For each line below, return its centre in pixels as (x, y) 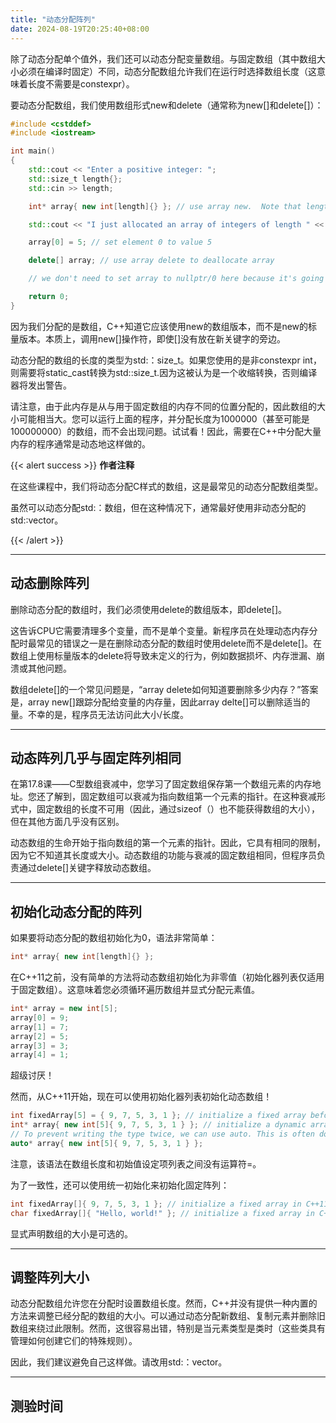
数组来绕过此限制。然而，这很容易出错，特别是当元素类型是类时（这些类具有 (168, 1328)
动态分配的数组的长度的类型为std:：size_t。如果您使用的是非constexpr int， (166, 360)
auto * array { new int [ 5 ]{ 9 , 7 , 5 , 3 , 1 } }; (107, 1143)
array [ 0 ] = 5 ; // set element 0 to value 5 (120, 242)
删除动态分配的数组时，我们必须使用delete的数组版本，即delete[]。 (148, 609)
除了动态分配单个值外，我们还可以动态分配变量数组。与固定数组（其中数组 (163, 58)
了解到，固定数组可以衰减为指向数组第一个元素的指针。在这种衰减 (180, 797)
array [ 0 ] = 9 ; (40, 1017)
